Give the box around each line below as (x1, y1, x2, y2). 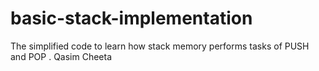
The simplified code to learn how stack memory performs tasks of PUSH (10, 40, 310, 52)
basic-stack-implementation (10, 7, 253, 30)
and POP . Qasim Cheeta (10, 50, 113, 62)
